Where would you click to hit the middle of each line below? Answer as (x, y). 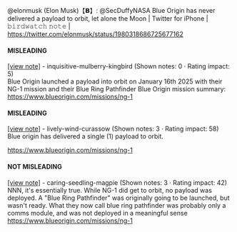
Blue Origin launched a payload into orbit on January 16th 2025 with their (115, 81)
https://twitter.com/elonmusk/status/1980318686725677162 (95, 34)
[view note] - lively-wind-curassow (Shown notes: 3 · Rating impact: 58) (113, 129)
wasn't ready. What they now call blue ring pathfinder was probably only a (117, 205)
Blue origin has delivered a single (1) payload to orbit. (86, 136)
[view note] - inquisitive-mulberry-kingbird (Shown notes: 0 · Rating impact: (118, 66)
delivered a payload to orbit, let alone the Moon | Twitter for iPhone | (108, 19)
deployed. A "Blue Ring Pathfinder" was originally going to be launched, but (118, 198)
